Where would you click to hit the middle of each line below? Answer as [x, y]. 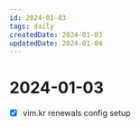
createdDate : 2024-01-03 [56, 34]
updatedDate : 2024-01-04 [56, 43]
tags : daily [32, 26]
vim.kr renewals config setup [76, 113]
